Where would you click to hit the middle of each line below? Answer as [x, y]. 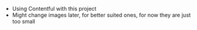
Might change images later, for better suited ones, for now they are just [101, 15]
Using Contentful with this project [54, 9]
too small [23, 21]
